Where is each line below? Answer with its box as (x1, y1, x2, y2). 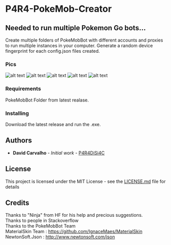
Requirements (5, 85, 41, 92)
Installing (5, 110, 29, 117)
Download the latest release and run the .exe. (5, 121, 101, 127)
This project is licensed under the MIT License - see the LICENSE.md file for (5, 178, 166, 185)
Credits (5, 198, 30, 207)
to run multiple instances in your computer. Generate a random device (5, 43, 153, 49)
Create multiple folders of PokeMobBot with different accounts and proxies (5, 37, 163, 43)
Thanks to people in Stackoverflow (5, 217, 79, 223)
